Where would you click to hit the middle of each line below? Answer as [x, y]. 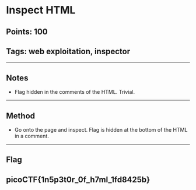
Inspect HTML [41, 10]
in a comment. [32, 136]
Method [21, 116]
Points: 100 [27, 32]
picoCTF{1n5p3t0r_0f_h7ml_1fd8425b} [78, 179]
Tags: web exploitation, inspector [68, 51]
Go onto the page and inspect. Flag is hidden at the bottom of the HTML [101, 130]
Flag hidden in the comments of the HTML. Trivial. [75, 92]
